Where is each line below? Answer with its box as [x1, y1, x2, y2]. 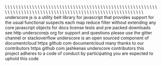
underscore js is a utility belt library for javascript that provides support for [5, 15, 154, 20]
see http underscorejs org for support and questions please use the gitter [5, 30, 152, 35]
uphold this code [5, 56, 39, 61]
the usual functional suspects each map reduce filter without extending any [5, 19, 157, 25]
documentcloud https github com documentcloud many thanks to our [5, 40, 144, 46]
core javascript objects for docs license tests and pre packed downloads [5, 25, 151, 31]
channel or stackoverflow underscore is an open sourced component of [5, 35, 149, 41]
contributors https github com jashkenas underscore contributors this [5, 46, 144, 51]
